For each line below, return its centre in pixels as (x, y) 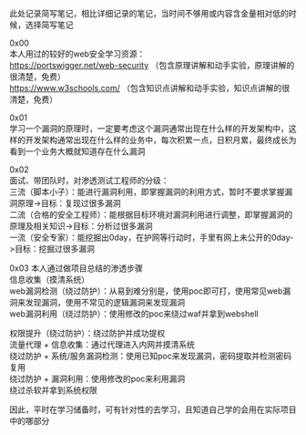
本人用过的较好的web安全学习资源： (77, 54)
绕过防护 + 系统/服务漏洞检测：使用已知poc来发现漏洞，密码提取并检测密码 (151, 356)
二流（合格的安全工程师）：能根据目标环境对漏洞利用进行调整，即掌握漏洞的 (151, 214)
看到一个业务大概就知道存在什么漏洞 (77, 151)
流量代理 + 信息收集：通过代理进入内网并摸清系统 (102, 344)
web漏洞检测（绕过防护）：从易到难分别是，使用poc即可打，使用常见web (146, 291)
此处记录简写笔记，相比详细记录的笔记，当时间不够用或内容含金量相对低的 (149, 13)
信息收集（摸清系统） (49, 280)
